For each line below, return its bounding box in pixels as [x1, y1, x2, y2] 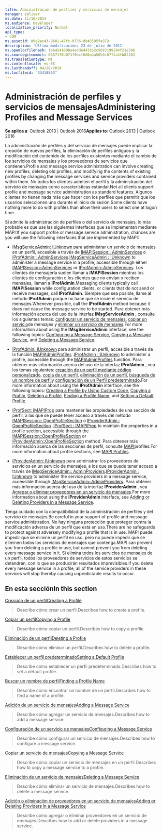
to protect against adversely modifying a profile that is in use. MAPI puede [5, 529, 153, 535]
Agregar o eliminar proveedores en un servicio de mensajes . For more [12, 489, 150, 494]
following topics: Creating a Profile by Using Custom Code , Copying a [12, 387, 151, 393]
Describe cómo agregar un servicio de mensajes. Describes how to [16, 711, 150, 717]
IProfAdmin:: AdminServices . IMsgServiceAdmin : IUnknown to [12, 254, 136, 260]
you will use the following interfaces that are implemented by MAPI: [5, 234, 139, 240]
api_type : [5, 30, 25, 34]
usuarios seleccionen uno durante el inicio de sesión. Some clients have [5, 199, 147, 205]
